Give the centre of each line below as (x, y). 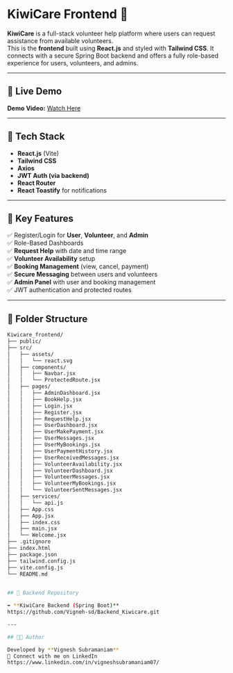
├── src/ (20, 348)
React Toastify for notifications (62, 190)
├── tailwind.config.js (42, 561)
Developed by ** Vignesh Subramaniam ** (63, 649)
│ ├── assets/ (31, 354)
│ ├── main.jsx (32, 529)
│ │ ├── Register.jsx (44, 412)
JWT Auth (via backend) (53, 175)
